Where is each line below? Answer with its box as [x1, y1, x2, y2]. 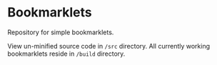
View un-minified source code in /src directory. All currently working [7, 41, 211, 50]
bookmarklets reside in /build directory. [7, 49, 126, 58]
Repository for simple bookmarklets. [7, 28, 114, 36]
